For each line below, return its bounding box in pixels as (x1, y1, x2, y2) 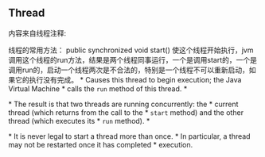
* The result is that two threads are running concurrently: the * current (8, 99, 239, 109)
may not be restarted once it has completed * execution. (8, 140, 193, 149)
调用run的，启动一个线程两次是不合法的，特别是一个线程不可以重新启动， (8, 65, 249, 75)
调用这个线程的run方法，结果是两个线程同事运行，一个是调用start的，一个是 (8, 55, 257, 64)
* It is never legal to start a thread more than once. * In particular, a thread (8, 131, 251, 141)
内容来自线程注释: (8, 28, 67, 38)
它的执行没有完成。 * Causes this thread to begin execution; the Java (14, 75, 242, 84)
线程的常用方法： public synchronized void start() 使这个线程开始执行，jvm (8, 45, 254, 55)
